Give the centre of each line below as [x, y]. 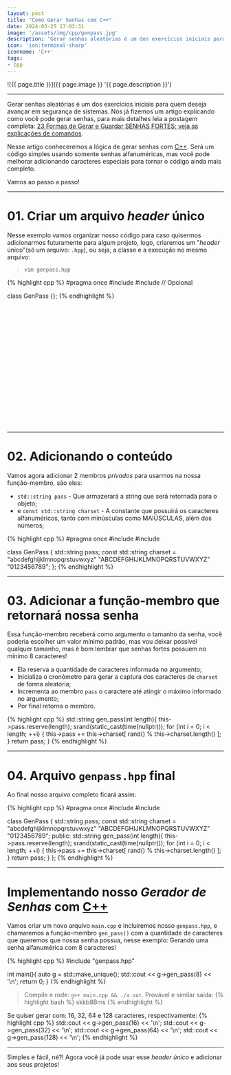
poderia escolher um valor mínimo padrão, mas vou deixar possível [102, 642]
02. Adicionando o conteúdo [90, 456]
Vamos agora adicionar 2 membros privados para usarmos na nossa [104, 475]
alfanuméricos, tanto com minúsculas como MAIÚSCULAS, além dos [114, 518]
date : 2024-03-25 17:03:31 [46, 26]
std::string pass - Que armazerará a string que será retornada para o [117, 496]
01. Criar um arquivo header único [106, 216]
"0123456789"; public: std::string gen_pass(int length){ [85, 836]
